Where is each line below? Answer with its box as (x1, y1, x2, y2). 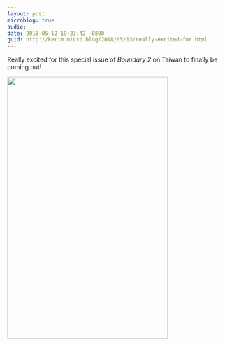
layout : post (7, 10, 45, 17)
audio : (7, 23, 27, 30)
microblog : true (7, 17, 55, 24)
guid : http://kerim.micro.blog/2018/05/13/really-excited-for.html (7, 36, 208, 43)
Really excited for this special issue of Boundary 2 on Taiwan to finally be (7, 55, 218, 64)
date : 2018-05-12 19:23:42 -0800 (7, 29, 105, 37)
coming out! (7, 63, 42, 71)
